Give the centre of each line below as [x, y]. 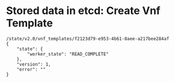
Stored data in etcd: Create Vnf [83, 11]
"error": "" [31, 69]
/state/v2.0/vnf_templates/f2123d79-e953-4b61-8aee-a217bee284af [87, 39]
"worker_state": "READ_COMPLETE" [68, 54]
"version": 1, [34, 64]
